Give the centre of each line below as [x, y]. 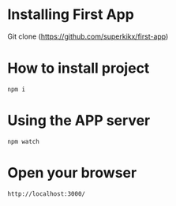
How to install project [79, 68]
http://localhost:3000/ [47, 194]
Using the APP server [79, 121]
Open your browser [72, 173]
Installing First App [71, 15]
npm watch [24, 141]
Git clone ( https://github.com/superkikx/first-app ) [88, 36]
